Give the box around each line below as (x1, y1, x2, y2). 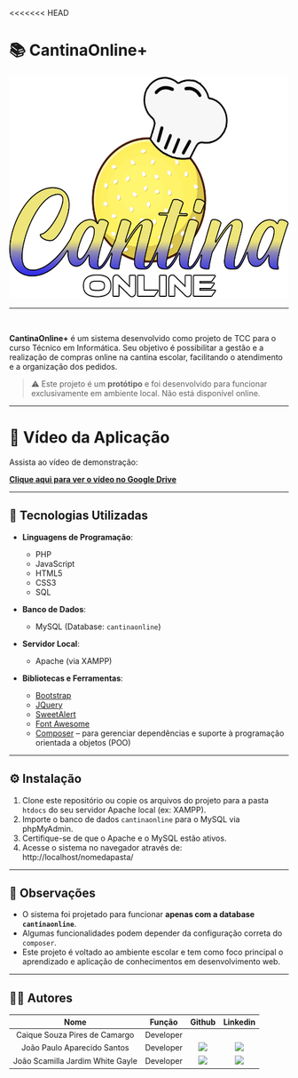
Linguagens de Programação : (21, 531, 133, 542)
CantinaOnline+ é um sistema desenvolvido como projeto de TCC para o (9, 332, 277, 343)
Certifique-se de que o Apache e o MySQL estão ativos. (21, 833, 227, 843)
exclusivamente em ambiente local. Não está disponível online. (30, 387, 261, 398)
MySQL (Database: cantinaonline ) (35, 621, 161, 632)
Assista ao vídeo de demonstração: (9, 457, 139, 467)
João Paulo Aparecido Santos (20, 1042, 129, 1053)
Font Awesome (35, 718, 90, 729)
